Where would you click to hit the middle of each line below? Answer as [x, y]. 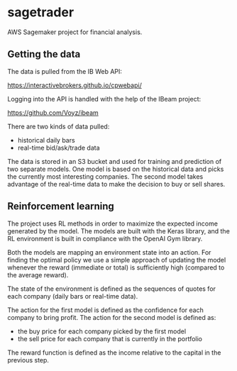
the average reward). [38, 275]
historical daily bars [46, 140]
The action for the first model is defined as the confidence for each [105, 310]
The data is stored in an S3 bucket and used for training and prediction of [115, 161]
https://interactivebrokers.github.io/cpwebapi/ [75, 85]
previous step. [28, 360]
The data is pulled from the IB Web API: [65, 71]
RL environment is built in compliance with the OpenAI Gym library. [105, 238]
